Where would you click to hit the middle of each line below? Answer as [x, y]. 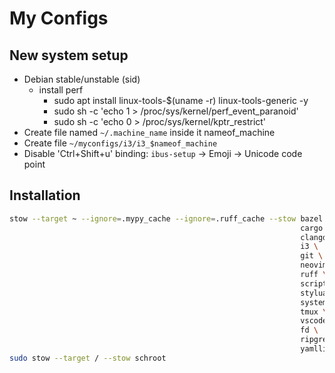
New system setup [69, 55]
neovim [314, 265]
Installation [45, 195]
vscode [314, 321]
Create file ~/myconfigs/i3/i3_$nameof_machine [120, 143]
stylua [314, 293]
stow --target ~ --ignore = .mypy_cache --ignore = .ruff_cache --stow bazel [166, 218]
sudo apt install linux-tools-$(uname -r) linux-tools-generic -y [181, 100]
